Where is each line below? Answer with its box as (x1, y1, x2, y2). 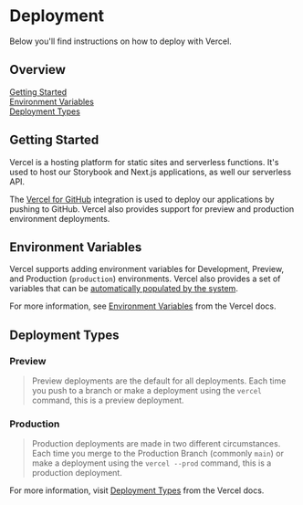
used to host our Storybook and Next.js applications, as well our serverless (9, 166, 292, 177)
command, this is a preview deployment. (31, 395, 184, 406)
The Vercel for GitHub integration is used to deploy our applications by (9, 194, 275, 205)
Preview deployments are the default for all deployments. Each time (31, 375, 287, 386)
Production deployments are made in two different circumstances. (31, 438, 281, 449)
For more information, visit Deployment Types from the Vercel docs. (9, 485, 265, 496)
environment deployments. (9, 213, 110, 224)
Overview (9, 62, 67, 78)
